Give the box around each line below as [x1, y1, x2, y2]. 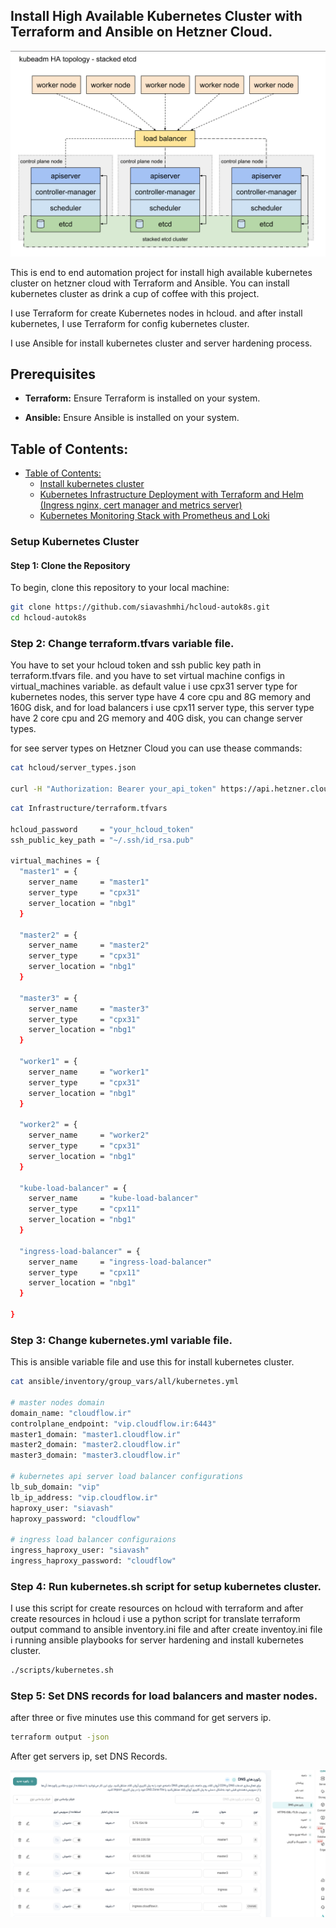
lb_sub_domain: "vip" [10, 1482, 101, 1492]
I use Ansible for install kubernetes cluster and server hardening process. [10, 337, 313, 349]
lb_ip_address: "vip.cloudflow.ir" [10, 1492, 159, 1503]
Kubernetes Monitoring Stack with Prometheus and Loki [39, 510, 270, 522]
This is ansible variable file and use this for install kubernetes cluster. [10, 1356, 295, 1368]
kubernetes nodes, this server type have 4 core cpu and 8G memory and [10, 691, 311, 703]
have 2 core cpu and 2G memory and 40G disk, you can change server [10, 712, 303, 724]
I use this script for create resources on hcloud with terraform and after [10, 1602, 304, 1614]
